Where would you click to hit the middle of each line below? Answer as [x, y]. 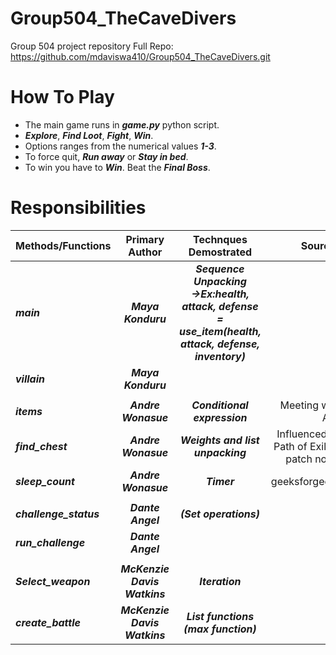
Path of [290, 446]
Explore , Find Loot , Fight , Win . [89, 135]
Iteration [220, 581]
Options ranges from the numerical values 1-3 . [120, 146]
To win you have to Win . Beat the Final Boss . [117, 167]
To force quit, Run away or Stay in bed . [106, 156]
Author [145, 252]
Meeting [299, 405]
